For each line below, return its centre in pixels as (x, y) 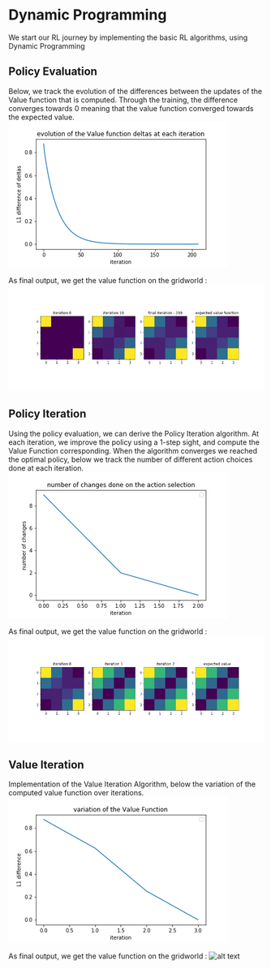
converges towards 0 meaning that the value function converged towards (131, 108)
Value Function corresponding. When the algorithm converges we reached (133, 450)
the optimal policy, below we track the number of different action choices (131, 459)
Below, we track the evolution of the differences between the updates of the (135, 91)
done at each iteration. (46, 467)
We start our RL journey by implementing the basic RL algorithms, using (128, 37)
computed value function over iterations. (76, 793)
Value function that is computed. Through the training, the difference (123, 100)
